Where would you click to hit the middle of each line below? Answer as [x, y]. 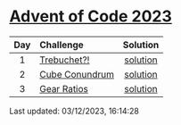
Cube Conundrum [77, 74]
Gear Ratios [64, 88]
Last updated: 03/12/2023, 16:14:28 [74, 111]
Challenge [62, 45]
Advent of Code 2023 [90, 17]
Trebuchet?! [65, 60]
